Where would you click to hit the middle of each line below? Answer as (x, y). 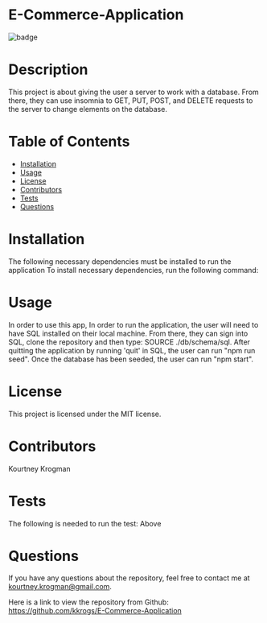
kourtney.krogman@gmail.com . (60, 587)
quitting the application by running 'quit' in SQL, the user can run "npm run (132, 350)
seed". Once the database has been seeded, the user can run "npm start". (131, 359)
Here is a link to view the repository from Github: (88, 602)
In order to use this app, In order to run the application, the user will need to (133, 324)
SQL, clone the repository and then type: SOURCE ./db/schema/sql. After (129, 342)
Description (48, 70)
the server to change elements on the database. (88, 109)
